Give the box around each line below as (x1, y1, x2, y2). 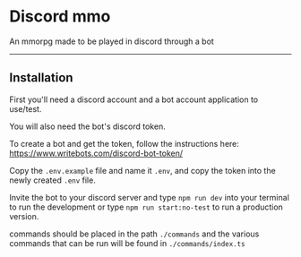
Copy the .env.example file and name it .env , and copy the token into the (9, 165, 276, 176)
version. (9, 210, 39, 221)
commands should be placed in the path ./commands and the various (9, 228, 260, 239)
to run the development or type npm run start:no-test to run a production (9, 201, 284, 212)
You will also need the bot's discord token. (9, 121, 166, 132)
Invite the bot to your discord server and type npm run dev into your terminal (9, 192, 289, 202)
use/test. (9, 103, 42, 114)
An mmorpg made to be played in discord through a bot (9, 36, 215, 47)
